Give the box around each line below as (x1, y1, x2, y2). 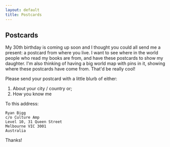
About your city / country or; (12, 86, 73, 92)
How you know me (12, 91, 52, 97)
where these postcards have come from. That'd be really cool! (5, 66, 135, 72)
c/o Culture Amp (5, 115, 40, 120)
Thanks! (5, 137, 22, 143)
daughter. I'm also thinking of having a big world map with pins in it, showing (5, 60, 165, 66)
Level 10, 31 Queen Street (5, 120, 62, 125)
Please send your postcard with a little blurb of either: (5, 76, 118, 82)
